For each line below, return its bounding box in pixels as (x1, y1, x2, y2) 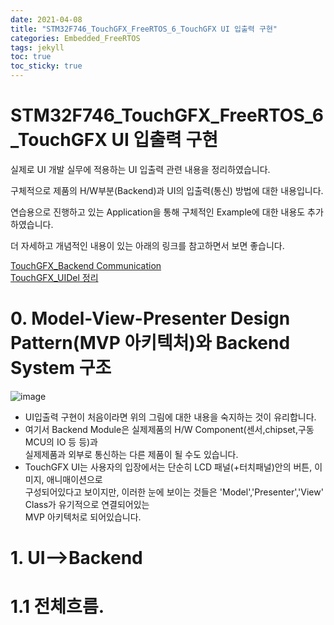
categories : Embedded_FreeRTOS (10, 33, 141, 43)
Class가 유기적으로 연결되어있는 (24, 498, 150, 510)
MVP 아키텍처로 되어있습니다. (24, 511, 142, 523)
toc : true (10, 52, 52, 62)
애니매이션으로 (46, 473, 103, 485)
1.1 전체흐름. (10, 596, 105, 618)
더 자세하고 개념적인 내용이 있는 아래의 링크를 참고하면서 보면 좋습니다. (10, 239, 285, 251)
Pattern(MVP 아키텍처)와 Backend (10, 332, 291, 355)
